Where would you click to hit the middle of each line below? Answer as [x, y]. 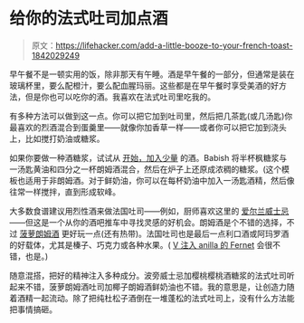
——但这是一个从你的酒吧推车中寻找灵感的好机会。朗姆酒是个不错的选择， [148, 222]
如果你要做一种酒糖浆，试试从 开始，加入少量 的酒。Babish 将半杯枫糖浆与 [148, 157]
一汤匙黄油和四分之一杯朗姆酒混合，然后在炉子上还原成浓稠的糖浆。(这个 [146, 169]
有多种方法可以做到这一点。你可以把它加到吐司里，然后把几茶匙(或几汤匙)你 [151, 116]
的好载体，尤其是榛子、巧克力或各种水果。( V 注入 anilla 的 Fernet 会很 [141, 244]
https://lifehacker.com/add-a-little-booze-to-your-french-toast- [174, 45]
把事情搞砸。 [33, 309]
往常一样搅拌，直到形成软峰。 [65, 192]
